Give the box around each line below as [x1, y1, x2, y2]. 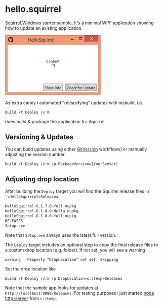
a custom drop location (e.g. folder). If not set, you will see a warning [5, 247, 146, 253]
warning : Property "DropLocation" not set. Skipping [5, 257, 119, 262]
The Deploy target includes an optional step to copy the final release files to [5, 242, 158, 248]
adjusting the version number [5, 151, 65, 157]
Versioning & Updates [5, 133, 74, 142]
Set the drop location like [5, 266, 56, 272]
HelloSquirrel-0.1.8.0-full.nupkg [5, 213, 77, 218]
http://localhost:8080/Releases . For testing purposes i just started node [5, 290, 154, 296]
